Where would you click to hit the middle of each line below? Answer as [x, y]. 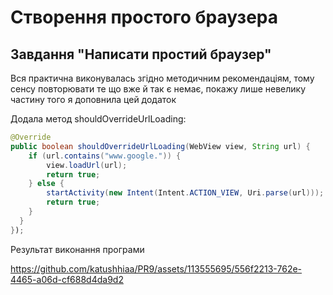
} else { [46, 184]
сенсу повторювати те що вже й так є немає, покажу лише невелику [158, 89]
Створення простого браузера [144, 17]
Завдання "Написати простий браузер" [141, 54]
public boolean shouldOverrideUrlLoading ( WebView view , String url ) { [160, 146]
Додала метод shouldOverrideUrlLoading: [98, 119]
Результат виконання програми [77, 249]
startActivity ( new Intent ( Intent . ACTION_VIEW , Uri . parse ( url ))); [185, 193]
